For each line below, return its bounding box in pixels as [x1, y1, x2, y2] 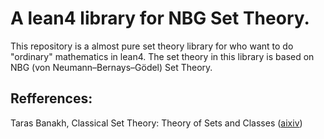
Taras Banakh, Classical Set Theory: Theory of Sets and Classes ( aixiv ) [10, 117, 303, 129]
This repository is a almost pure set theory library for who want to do [10, 40, 294, 52]
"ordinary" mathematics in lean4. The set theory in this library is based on [10, 50, 315, 62]
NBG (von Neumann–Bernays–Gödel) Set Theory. [10, 61, 213, 73]
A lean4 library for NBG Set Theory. [10, 7, 310, 30]
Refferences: [10, 90, 93, 107]
